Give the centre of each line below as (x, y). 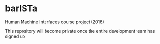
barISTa (21, 8)
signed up (15, 36)
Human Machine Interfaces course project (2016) (55, 22)
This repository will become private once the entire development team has (80, 31)
